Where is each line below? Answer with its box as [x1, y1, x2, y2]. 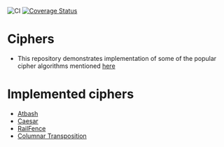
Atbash [17, 109, 38, 118]
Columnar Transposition [17, 132, 87, 140]
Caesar [17, 116, 38, 125]
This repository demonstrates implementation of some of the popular [17, 54, 217, 62]
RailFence [17, 124, 46, 132]
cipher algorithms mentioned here [17, 62, 115, 70]
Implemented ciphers [7, 86, 134, 102]
